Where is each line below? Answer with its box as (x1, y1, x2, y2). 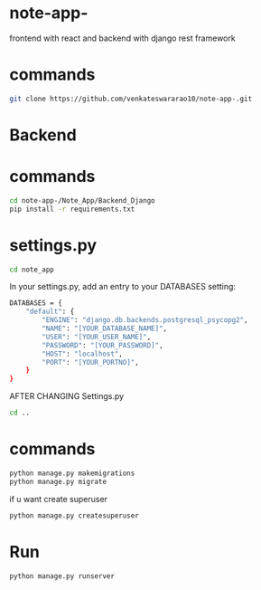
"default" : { (25, 307, 75, 317)
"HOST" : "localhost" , (42, 349, 124, 358)
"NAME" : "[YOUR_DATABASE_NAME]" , (42, 324, 168, 333)
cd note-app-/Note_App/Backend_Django (9, 195, 155, 205)
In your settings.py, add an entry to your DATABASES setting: (9, 281, 237, 292)
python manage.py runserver (9, 571, 116, 581)
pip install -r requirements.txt (9, 205, 135, 214)
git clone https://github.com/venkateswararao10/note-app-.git (9, 94, 253, 103)
